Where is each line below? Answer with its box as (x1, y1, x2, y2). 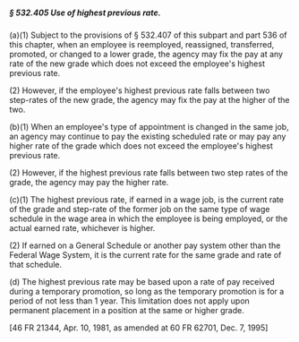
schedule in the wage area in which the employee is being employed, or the (9, 213, 288, 224)
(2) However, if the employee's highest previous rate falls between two (9, 85, 270, 96)
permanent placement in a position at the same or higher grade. (9, 304, 244, 315)
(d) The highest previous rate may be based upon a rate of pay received (9, 276, 275, 286)
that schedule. (9, 259, 63, 269)
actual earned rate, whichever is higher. (9, 222, 156, 233)
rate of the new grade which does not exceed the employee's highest (9, 58, 266, 69)
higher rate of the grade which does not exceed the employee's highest (9, 140, 273, 151)
